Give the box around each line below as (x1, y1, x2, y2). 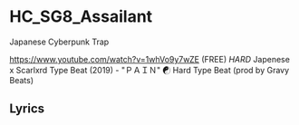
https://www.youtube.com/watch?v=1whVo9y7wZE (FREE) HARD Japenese (9, 53, 290, 64)
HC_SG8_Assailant (9, 6, 153, 27)
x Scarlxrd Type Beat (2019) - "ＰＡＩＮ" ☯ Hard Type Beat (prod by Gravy (9, 64, 290, 75)
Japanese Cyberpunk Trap (9, 36, 110, 47)
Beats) (9, 74, 34, 85)
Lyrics (9, 101, 45, 117)
